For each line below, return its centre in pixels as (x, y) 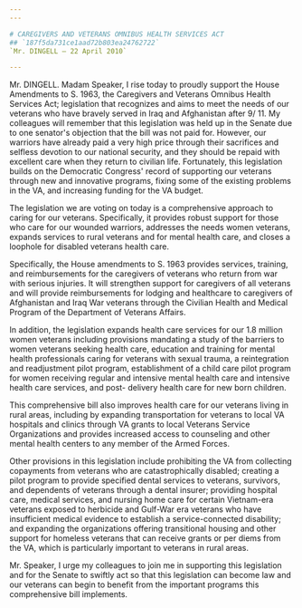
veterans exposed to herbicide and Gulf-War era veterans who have (136, 509)
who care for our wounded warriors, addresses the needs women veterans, (150, 227)
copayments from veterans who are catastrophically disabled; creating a (144, 471)
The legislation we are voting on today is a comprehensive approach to (142, 208)
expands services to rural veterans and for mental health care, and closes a (150, 237)
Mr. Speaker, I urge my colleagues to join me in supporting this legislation (146, 565)
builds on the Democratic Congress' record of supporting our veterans (141, 171)
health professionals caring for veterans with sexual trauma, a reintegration (149, 359)
